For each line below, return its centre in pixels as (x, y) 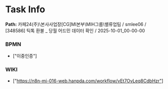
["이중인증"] (25, 56)
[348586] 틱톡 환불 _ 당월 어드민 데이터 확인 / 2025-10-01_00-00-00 (75, 30)
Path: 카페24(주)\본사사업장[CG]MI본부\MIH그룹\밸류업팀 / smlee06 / (76, 24)
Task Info (25, 9)
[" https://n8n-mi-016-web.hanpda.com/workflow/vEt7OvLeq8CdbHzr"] (88, 81)
